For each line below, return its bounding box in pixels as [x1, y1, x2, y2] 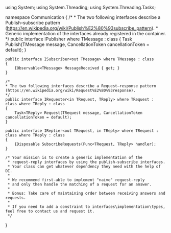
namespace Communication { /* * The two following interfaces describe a [5, 14, 161, 20]
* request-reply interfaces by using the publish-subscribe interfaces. [7, 159, 166, 165]
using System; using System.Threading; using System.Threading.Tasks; [5, 5, 156, 10]
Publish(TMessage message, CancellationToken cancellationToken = [5, 41, 150, 48]
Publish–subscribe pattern [5, 20, 60, 26]
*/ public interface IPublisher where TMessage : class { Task [5, 36, 133, 42]
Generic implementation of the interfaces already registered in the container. [5, 31, 166, 36]
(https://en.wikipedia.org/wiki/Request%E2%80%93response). [5, 88, 136, 93]
